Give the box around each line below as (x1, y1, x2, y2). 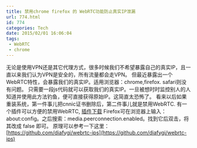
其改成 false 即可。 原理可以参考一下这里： (6, 122, 110, 129)
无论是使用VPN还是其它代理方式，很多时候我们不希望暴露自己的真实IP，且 (6, 63, 186, 70)
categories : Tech (6, 25, 49, 31)
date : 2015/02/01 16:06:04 (6, 31, 72, 36)
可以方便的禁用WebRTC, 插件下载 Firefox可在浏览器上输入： (21, 107, 167, 115)
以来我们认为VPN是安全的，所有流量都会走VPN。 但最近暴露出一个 (11, 71, 173, 78)
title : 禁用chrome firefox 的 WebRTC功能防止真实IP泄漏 (6, 8, 136, 15)
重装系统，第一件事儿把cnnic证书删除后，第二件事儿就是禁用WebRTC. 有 (6, 100, 182, 107)
